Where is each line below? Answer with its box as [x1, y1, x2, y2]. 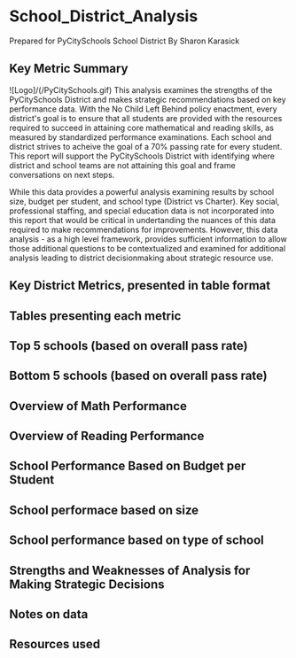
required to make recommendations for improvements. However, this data [9, 224, 278, 235]
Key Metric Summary [9, 61, 129, 76]
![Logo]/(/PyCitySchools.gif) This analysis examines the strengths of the [9, 84, 273, 95]
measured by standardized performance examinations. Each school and [9, 131, 272, 143]
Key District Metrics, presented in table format [9, 278, 271, 293]
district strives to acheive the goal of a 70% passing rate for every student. [9, 141, 283, 151]
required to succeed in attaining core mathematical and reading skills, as [9, 122, 275, 133]
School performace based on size [9, 502, 199, 517]
